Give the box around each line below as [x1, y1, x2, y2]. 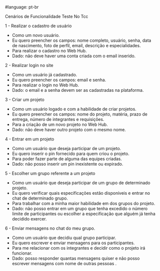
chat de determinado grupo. [12, 195, 68, 201]
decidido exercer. [12, 216, 47, 221]
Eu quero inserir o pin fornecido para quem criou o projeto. [12, 151, 130, 156]
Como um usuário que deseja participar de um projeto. [12, 146, 121, 151]
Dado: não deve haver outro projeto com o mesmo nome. [12, 127, 126, 133]
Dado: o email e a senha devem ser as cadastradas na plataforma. [12, 87, 144, 93]
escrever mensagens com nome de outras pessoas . [12, 261, 117, 266]
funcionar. [12, 250, 32, 256]
